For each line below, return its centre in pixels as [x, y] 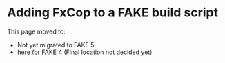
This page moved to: [36, 32]
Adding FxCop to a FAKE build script [113, 13]
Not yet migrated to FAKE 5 [56, 45]
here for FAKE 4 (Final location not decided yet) [85, 52]
